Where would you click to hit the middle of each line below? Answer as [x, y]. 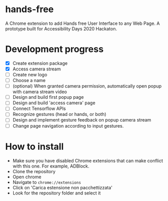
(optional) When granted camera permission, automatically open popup [87, 86]
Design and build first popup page [48, 97]
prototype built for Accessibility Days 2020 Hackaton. [61, 28]
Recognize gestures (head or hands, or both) [59, 114]
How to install [35, 147]
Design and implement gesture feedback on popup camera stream [82, 120]
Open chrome [27, 177]
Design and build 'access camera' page [54, 103]
